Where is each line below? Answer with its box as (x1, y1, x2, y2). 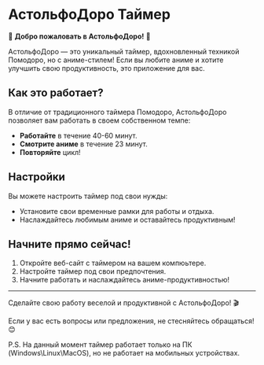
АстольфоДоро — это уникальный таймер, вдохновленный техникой (8, 46, 240, 56)
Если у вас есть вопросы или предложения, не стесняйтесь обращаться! (8, 316, 255, 326)
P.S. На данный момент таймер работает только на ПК (8, 340, 192, 349)
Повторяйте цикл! (19, 147, 81, 157)
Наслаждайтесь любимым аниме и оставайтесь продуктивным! (19, 215, 236, 224)
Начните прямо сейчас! (8, 238, 131, 251)
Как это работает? (8, 87, 104, 100)
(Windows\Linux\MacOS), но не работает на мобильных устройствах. (8, 348, 240, 358)
